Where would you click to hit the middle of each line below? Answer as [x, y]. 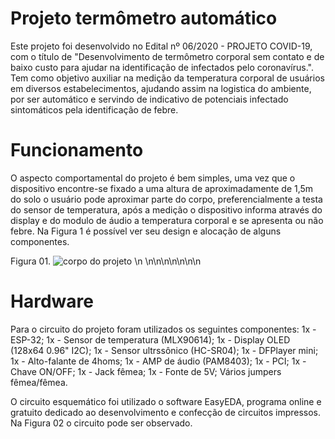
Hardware [52, 301]
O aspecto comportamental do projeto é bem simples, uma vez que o [153, 178]
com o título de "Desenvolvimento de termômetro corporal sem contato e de [167, 56]
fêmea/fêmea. [39, 382]
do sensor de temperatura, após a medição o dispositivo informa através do [166, 209]
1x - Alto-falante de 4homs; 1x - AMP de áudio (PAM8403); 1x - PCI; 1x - [158, 361]
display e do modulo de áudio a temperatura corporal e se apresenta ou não [167, 220]
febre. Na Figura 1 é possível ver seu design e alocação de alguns [146, 231]
